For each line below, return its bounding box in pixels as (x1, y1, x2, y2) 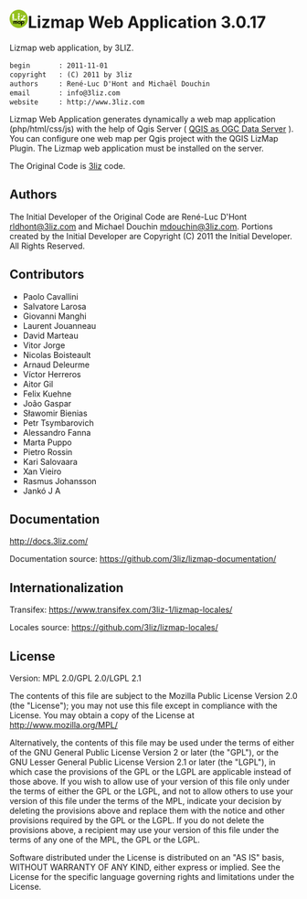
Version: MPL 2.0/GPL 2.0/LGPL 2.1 (9, 672, 142, 683)
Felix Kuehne (22, 388, 72, 399)
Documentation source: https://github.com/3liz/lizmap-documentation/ (9, 554, 277, 565)
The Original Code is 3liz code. (9, 160, 126, 171)
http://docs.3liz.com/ (9, 535, 89, 547)
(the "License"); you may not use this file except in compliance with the (9, 700, 278, 711)
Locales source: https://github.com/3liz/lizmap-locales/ (9, 622, 218, 633)
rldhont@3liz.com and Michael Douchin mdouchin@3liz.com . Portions (9, 220, 273, 232)
